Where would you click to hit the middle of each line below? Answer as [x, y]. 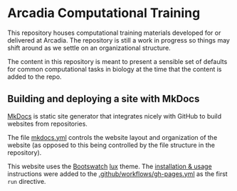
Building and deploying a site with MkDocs [104, 99]
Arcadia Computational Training [104, 13]
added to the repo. [35, 77]
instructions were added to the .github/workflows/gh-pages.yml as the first [117, 174]
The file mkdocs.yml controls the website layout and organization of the [112, 137]
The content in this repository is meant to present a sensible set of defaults [117, 61]
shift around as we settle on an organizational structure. [89, 48]
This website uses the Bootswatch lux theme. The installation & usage [110, 166]
